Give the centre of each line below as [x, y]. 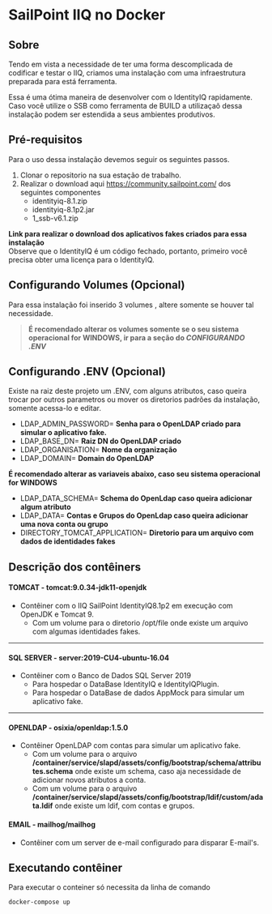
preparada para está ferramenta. [63, 81]
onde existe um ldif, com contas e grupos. [125, 806]
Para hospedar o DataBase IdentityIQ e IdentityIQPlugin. [126, 684]
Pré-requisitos [46, 140]
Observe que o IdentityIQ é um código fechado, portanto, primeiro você [128, 251]
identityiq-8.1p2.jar [63, 209]
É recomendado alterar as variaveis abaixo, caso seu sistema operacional [134, 474]
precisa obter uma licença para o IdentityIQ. [81, 259]
